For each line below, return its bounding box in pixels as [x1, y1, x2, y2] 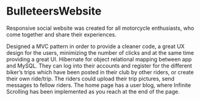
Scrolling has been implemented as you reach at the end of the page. [6, 88, 180, 95]
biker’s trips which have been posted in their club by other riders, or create [6, 68, 194, 75]
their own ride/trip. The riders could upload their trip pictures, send [6, 75, 175, 82]
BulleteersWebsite [6, 4, 102, 18]
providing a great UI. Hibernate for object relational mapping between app [6, 55, 192, 63]
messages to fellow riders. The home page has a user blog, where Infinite [6, 81, 191, 89]
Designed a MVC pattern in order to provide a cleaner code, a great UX [6, 43, 185, 50]
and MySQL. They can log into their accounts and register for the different [6, 62, 192, 69]
